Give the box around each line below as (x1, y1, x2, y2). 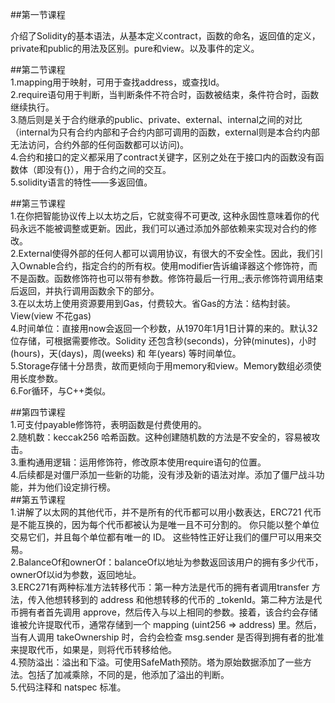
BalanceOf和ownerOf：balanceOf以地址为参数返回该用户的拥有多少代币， (18, 556, 324, 568)
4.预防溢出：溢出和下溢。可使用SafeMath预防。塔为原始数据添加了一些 (10, 656, 303, 668)
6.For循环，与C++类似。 (10, 385, 112, 397)
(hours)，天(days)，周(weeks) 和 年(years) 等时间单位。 (10, 348, 242, 359)
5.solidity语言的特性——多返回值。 (10, 176, 153, 188)
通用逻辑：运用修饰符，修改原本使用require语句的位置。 (35, 456, 267, 468)
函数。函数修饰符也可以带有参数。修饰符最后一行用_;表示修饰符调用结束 (27, 273, 324, 284)
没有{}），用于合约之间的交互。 (44, 164, 172, 175)
